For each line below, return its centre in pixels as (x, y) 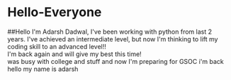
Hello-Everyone (55, 12)
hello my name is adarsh (43, 69)
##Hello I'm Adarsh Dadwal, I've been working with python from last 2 (110, 32)
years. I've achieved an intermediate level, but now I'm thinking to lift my (113, 39)
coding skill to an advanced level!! (57, 46)
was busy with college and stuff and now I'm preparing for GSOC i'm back (116, 61)
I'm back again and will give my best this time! (74, 54)
